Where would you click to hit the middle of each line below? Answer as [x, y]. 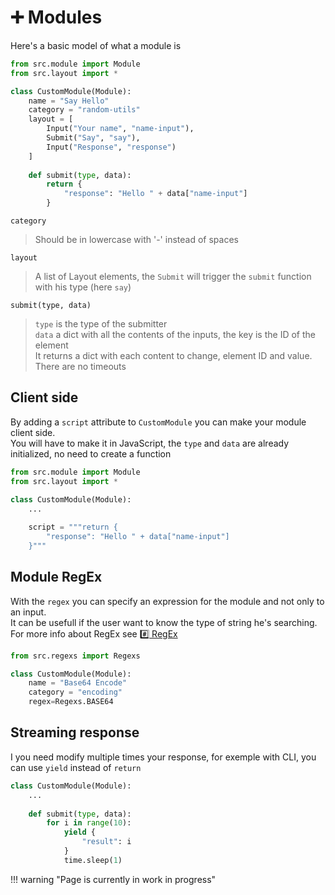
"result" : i [106, 842]
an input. [28, 612]
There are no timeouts [80, 367]
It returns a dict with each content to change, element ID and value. [173, 356]
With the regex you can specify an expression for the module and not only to [167, 601]
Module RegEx [56, 577]
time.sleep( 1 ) [93, 860]
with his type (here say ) [83, 287]
